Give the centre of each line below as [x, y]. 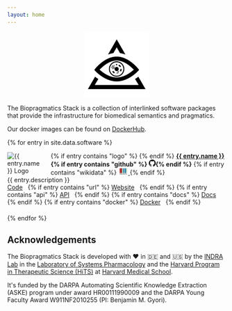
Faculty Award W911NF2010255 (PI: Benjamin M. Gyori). [87, 300]
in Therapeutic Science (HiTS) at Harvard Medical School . [90, 272]
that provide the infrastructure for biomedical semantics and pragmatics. [111, 115]
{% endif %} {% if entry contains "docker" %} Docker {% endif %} [104, 202]
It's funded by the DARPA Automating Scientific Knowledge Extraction [107, 285]
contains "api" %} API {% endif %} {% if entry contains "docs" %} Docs [112, 194]
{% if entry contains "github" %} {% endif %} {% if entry [138, 164]
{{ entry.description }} [39, 180]
